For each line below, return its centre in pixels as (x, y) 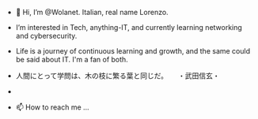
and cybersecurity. (46, 36)
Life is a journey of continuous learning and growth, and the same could (133, 51)
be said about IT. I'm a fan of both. (72, 59)
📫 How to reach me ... (52, 107)
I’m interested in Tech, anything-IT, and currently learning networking (129, 27)
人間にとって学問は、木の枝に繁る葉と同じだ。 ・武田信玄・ (118, 76)
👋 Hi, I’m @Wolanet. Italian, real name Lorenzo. (92, 12)
